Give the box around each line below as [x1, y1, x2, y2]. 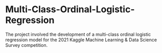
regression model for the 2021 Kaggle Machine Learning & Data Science [5, 37, 157, 43]
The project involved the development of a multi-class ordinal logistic [5, 31, 151, 37]
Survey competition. [5, 42, 48, 48]
